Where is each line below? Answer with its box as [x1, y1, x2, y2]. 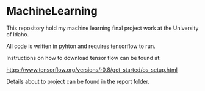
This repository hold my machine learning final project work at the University [6, 24, 199, 32]
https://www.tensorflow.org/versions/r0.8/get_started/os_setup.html [6, 66, 178, 73]
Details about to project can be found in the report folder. [6, 78, 149, 85]
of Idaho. [6, 30, 29, 38]
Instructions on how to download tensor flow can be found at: [6, 54, 161, 61]
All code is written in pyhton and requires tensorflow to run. [6, 42, 156, 50]
